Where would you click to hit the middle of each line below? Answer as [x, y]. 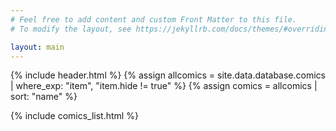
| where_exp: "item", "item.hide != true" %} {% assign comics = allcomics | [164, 86]
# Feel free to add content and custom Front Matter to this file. [154, 19]
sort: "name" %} [44, 97]
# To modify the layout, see [71, 29]
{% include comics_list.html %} [74, 116]
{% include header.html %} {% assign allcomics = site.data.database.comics [168, 75]
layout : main [37, 47]
